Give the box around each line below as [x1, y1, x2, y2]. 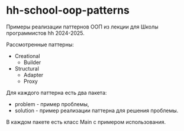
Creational [14, 52, 40, 59]
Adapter [23, 71, 44, 78]
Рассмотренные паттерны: [6, 41, 74, 48]
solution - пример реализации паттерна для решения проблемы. [14, 107, 179, 114]
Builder [23, 59, 41, 66]
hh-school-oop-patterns [6, 4, 130, 17]
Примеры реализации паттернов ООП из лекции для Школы [6, 23, 159, 30]
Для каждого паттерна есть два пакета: [6, 89, 107, 96]
